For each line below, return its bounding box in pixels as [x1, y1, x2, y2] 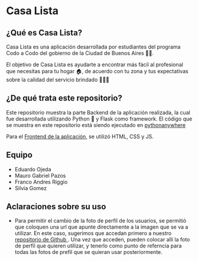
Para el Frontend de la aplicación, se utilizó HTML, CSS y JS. [6, 133, 154, 140]
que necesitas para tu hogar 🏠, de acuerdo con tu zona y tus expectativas [6, 68, 189, 74]
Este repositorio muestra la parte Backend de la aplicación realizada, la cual [6, 109, 190, 116]
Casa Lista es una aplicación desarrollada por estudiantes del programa [6, 43, 181, 50]
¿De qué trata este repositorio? [6, 93, 122, 103]
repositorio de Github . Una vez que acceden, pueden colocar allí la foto [14, 236, 190, 243]
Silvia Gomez [14, 184, 47, 191]
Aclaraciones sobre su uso [6, 202, 106, 212]
